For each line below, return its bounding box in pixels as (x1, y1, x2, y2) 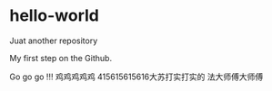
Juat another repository (9, 35, 98, 46)
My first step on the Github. (9, 52, 112, 63)
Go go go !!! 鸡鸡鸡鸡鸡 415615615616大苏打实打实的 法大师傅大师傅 (9, 71, 264, 82)
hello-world (9, 5, 100, 26)
